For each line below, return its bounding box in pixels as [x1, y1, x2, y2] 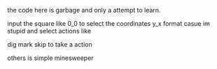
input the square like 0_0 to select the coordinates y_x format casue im [7, 20, 210, 27]
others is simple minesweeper [7, 54, 94, 62]
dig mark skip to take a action [7, 40, 92, 48]
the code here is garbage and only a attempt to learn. [7, 6, 161, 14]
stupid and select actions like [7, 27, 92, 35]
